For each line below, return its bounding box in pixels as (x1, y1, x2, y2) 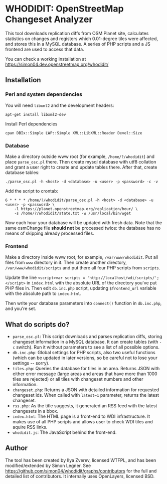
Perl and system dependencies (5, 91, 83, 98)
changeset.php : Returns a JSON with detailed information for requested (12, 387, 159, 393)
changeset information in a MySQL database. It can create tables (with (12, 339, 158, 345)
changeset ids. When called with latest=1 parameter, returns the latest (12, 392, 159, 398)
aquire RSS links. (12, 424, 48, 430)
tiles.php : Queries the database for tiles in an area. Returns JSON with (12, 366, 160, 372)
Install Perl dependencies (5, 121, 58, 127)
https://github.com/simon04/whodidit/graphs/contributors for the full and (5, 467, 157, 474)
